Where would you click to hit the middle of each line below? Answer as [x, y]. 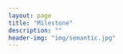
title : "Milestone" [41, 23]
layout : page [30, 15]
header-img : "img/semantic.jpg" [62, 38]
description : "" [35, 30]
